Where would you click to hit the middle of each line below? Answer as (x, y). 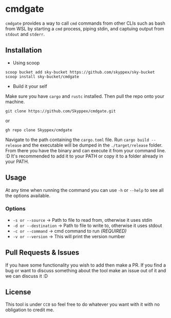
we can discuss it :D (26, 276)
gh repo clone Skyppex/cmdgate (39, 130)
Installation (24, 50)
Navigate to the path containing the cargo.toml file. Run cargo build (77, 139)
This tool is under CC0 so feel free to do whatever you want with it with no (83, 305)
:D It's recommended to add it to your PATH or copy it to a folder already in (84, 156)
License (18, 292)
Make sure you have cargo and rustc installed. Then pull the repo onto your (85, 96)
